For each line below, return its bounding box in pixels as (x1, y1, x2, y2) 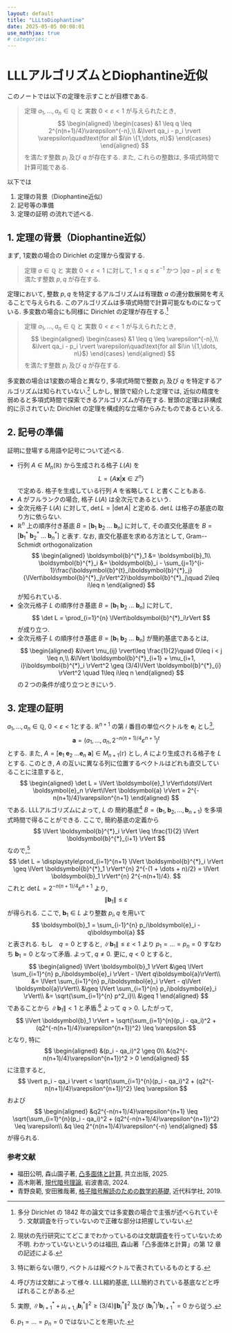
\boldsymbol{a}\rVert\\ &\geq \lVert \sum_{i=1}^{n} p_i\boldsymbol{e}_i (15, 984, 217, 993)
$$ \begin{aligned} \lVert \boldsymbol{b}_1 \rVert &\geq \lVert (28, 963, 204, 971)
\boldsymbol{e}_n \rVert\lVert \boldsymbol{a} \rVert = (32, 786, 186, 795)
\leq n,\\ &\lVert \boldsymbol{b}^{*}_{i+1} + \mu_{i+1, (46, 653, 195, 662)
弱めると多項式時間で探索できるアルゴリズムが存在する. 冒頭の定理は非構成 (7, 395, 222, 403)
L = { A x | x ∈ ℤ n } (97, 473, 145, 483)
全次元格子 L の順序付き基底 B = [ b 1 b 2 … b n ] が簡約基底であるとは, (17, 634, 209, 644)
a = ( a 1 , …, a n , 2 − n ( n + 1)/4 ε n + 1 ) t (72, 734, 160, 746)
